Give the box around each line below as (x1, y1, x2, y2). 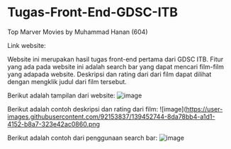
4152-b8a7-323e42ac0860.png (7, 119, 101, 128)
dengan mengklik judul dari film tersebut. (7, 77, 128, 85)
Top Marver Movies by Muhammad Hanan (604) (7, 28, 148, 36)
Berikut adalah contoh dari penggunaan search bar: (7, 133, 158, 142)
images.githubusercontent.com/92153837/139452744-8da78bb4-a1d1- (7, 112, 215, 121)
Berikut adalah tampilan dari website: (7, 91, 115, 100)
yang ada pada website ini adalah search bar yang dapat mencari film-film (7, 62, 225, 71)
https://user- (186, 105, 223, 113)
